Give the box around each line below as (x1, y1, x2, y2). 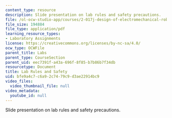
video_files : (5, 79, 33, 84)
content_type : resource (5, 7, 56, 13)
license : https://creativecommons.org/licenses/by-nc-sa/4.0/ (5, 41, 141, 46)
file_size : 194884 (5, 21, 45, 27)
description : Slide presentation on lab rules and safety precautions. (5, 12, 161, 17)
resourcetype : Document (5, 64, 56, 69)
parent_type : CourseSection (5, 55, 66, 60)
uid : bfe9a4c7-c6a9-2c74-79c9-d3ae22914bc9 (5, 74, 100, 79)
